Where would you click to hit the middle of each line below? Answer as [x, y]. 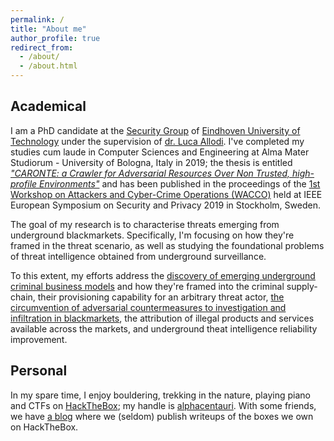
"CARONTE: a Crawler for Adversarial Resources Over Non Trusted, [150, 173]
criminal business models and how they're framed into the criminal [147, 286]
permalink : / [37, 19]
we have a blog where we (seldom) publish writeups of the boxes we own [162, 416]
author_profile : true [55, 38]
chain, [23, 297]
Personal [39, 371]
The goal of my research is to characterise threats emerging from [145, 224]
